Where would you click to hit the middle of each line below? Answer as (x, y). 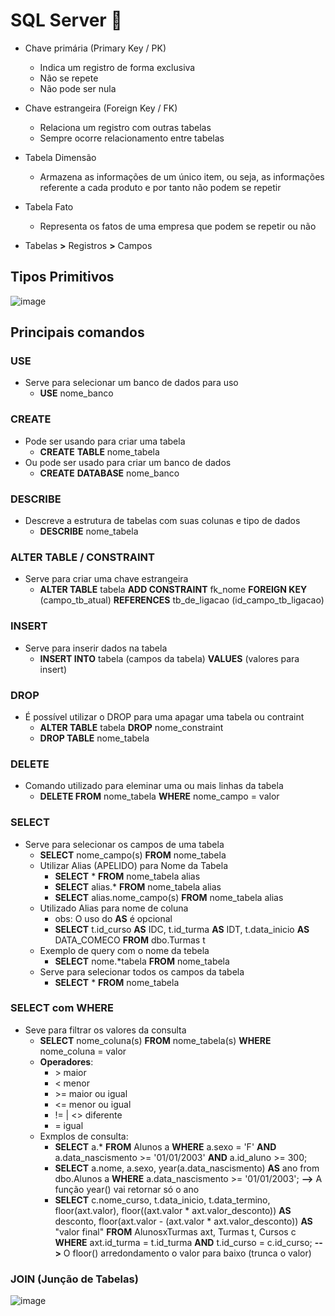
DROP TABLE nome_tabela (94, 738)
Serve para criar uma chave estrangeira (106, 579)
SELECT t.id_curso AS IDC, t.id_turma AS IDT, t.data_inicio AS (182, 929)
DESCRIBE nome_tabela (89, 531)
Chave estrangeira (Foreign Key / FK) (101, 108)
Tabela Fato (49, 206)
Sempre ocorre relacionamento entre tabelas (132, 138)
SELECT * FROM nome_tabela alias (127, 876)
